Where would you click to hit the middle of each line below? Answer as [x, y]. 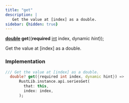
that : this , [36, 86]
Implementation [25, 61]
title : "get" [19, 10]
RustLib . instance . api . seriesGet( [54, 82]
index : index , [38, 91]
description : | [21, 15]
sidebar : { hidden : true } [32, 24]
